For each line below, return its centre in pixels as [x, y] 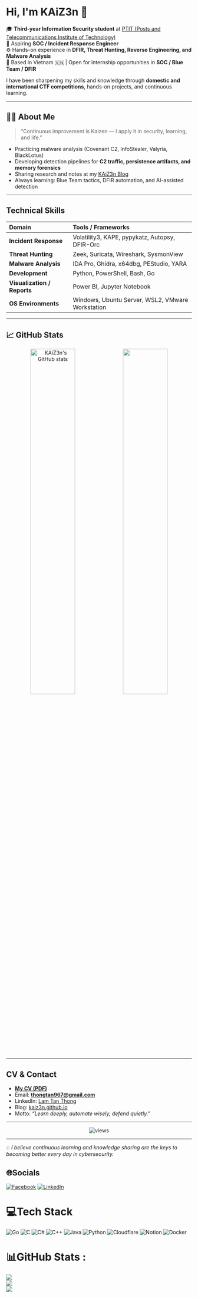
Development [28, 273]
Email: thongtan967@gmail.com [55, 1095]
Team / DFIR [21, 69]
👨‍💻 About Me [31, 117]
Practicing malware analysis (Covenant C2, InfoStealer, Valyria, [91, 149]
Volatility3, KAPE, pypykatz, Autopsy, [124, 237]
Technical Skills [36, 211]
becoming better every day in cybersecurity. [60, 1154]
